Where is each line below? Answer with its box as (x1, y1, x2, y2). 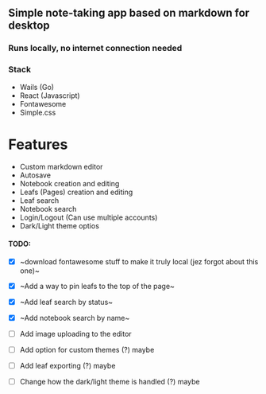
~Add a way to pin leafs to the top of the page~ (19, 281, 175, 291)
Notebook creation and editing (19, 178, 120, 188)
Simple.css (19, 107, 56, 117)
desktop (8, 19, 50, 33)
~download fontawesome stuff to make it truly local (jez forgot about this (19, 256, 259, 266)
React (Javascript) (19, 91, 81, 100)
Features (8, 135, 68, 154)
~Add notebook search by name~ (19, 313, 130, 322)
